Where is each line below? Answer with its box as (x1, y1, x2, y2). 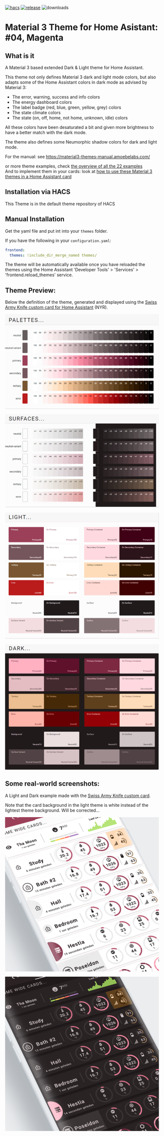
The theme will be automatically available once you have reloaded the (5, 262, 145, 267)
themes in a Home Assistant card (5, 174, 72, 179)
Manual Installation (5, 215, 65, 223)
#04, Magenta (5, 32, 63, 44)
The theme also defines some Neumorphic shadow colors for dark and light (5, 139, 157, 145)
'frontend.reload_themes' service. (5, 272, 73, 278)
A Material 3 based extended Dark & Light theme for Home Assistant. (5, 65, 144, 71)
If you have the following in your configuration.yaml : (5, 238, 111, 243)
